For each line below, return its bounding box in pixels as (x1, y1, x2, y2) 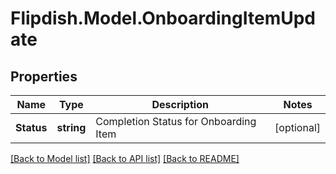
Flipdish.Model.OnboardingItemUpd (10, 7, 316, 30)
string (56, 121, 87, 134)
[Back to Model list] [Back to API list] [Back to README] (10, 153, 240, 164)
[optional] (274, 121, 321, 134)
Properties (10, 68, 78, 85)
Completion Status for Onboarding (95, 115, 257, 128)
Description (151, 98, 209, 111)
